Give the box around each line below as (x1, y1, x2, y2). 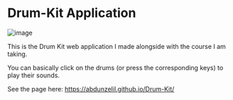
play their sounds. (7, 71, 60, 79)
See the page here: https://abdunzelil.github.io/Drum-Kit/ (7, 84, 175, 93)
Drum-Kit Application (7, 5, 136, 21)
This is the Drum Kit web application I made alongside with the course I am (7, 42, 226, 50)
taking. (7, 50, 28, 58)
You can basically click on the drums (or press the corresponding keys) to (7, 63, 224, 72)
